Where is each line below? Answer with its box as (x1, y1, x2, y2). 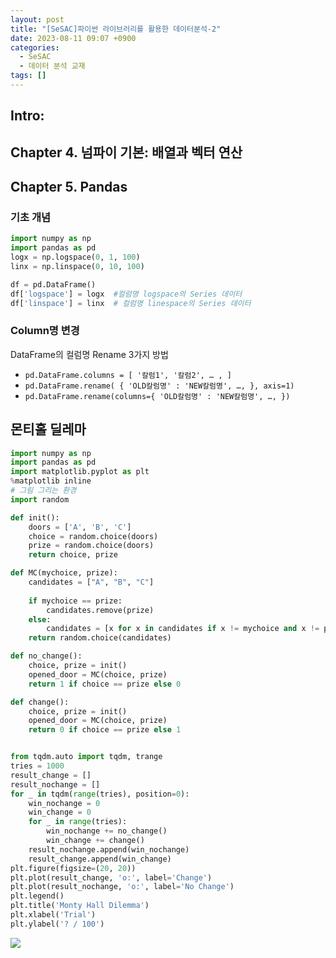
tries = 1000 (10, 761, 65, 771)
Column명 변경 (10, 324, 80, 338)
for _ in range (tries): (28, 817, 128, 827)
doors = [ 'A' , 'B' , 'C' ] (28, 522, 132, 532)
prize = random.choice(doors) (28, 541, 155, 551)
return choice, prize (28, 550, 118, 560)
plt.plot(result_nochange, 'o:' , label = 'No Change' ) (10, 882, 235, 892)
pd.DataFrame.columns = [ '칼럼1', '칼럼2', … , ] (24, 370, 232, 380)
